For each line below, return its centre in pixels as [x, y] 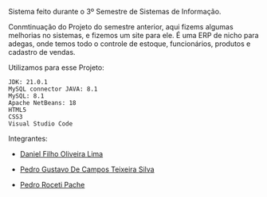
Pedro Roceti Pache [52, 185]
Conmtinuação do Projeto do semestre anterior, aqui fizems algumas [121, 27]
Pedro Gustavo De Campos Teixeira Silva [87, 169]
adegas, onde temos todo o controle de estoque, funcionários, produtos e [130, 44]
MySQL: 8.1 [26, 96]
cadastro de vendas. [42, 52]
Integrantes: [28, 139]
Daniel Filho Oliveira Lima [61, 154]
